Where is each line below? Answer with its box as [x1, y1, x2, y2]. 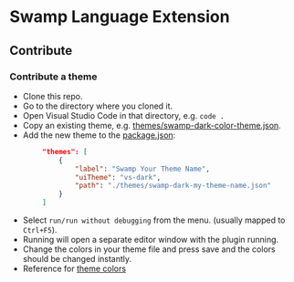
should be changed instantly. [22, 254, 132, 264]
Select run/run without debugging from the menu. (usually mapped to [22, 214, 286, 225]
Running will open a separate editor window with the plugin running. [22, 235, 279, 245]
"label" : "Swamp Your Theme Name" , [74, 164, 210, 173]
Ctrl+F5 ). [22, 225, 58, 235]
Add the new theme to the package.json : [22, 130, 176, 141]
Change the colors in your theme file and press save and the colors [22, 244, 276, 255]
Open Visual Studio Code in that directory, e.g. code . [22, 110, 226, 120]
